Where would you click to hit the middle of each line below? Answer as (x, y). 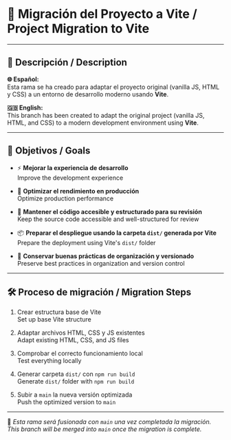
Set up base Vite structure (54, 319)
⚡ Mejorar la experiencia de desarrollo (73, 167)
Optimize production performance (65, 198)
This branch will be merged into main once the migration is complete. (104, 429)
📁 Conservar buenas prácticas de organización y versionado (106, 256)
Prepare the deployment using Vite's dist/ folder (86, 242)
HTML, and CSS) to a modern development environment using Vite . (103, 123)
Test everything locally (49, 361)
